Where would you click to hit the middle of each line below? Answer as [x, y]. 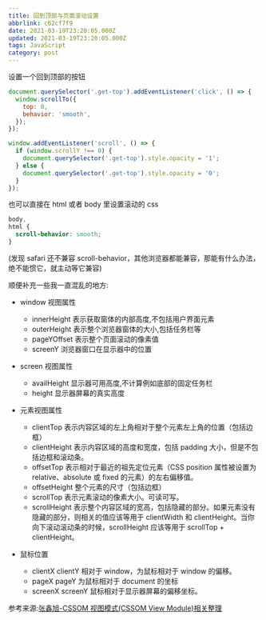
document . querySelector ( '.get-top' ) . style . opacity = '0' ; [121, 173]
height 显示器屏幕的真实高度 [78, 393]
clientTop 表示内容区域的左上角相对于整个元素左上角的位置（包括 [139, 427]
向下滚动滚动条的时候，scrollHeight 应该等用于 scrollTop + [128, 527]
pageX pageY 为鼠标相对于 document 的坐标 [105, 581]
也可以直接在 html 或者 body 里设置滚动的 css [83, 204]
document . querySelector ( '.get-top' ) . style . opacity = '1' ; [121, 158]
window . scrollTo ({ [46, 99]
